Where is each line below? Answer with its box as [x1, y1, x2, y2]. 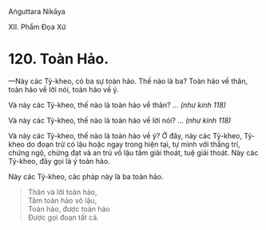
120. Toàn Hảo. [8, 50, 109, 68]
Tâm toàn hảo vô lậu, [27, 195, 97, 205]
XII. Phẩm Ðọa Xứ [8, 22, 66, 31]
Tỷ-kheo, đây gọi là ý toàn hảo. [8, 156, 110, 166]
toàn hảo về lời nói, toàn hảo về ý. [8, 84, 119, 94]
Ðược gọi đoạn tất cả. [27, 212, 100, 222]
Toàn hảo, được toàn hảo [27, 204, 110, 213]
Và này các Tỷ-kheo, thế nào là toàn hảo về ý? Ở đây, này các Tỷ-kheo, [8, 131, 242, 140]
